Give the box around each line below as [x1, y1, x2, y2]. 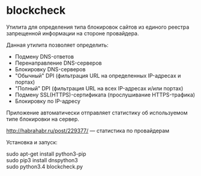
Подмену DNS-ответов [14, 53, 74, 60]
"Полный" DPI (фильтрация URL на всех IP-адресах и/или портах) [14, 84, 184, 92]
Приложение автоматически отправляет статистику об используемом [6, 109, 188, 116]
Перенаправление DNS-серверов [14, 59, 102, 66]
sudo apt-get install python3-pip [6, 150, 86, 157]
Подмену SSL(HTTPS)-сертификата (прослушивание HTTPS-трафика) [14, 91, 196, 98]
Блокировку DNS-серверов [14, 65, 86, 72]
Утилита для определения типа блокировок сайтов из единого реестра [6, 23, 190, 31]
